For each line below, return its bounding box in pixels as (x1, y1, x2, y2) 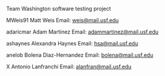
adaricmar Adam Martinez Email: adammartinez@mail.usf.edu (6, 28, 159, 35)
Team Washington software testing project (6, 5, 111, 12)
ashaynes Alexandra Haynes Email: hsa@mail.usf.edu (6, 40, 139, 47)
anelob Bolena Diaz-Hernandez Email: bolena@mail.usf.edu (6, 51, 154, 59)
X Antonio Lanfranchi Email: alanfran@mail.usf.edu (6, 63, 132, 70)
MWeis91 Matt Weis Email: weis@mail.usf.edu (6, 17, 119, 23)
